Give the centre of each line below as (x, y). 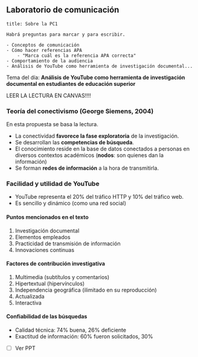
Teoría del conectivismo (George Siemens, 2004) (80, 111)
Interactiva (28, 303)
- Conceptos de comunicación (43, 45)
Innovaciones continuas (44, 249)
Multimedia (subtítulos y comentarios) (62, 277)
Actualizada (30, 296)
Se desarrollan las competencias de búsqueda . (75, 143)
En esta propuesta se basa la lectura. (52, 124)
